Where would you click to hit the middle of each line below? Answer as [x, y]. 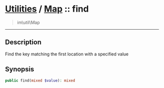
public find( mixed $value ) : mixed [40, 80]
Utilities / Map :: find [47, 9]
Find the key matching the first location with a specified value [67, 54]
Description [23, 42]
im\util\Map [28, 22]
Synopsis [20, 69]
